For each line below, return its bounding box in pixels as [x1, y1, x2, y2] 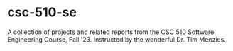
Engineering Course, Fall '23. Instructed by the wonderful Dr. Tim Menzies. [7, 35, 226, 43]
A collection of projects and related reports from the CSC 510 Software [7, 28, 215, 36]
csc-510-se [7, 4, 77, 21]
